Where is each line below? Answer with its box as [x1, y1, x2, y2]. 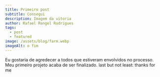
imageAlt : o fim [5, 43, 38, 48]
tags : [5, 25, 16, 30]
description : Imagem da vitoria [5, 16, 71, 21]
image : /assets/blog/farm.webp [5, 39, 69, 44]
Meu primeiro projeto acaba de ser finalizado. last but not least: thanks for [5, 62, 156, 68]
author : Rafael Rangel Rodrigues [5, 20, 74, 26]
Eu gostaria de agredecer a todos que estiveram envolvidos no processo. [5, 57, 154, 62]
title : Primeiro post [5, 7, 50, 12]
